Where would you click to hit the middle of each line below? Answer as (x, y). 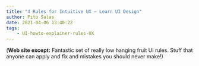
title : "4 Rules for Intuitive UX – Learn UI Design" (74, 11)
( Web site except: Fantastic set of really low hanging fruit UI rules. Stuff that (99, 50)
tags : (13, 28)
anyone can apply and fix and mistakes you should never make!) (85, 57)
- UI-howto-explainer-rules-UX (56, 34)
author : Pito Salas (30, 17)
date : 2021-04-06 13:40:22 (40, 22)
